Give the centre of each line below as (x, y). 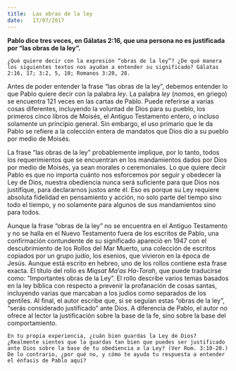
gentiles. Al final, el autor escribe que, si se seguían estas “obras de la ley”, (116, 301)
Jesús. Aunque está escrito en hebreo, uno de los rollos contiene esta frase (117, 263)
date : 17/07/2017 (36, 20)
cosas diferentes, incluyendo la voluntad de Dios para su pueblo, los (106, 108)
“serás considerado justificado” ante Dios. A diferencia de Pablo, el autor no (117, 308)
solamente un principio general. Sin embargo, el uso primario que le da (110, 123)
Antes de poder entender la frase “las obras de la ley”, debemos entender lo (118, 86)
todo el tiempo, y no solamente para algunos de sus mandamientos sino (112, 204)
